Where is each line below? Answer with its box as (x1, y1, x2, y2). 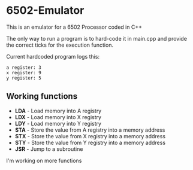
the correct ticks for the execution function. (6, 41, 114, 48)
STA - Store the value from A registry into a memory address (14, 126, 165, 133)
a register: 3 (6, 64, 42, 71)
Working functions (6, 91, 78, 102)
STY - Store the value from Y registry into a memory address (14, 139, 166, 146)
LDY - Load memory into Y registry (14, 120, 102, 127)
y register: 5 (6, 75, 42, 81)
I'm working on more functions (6, 157, 82, 164)
